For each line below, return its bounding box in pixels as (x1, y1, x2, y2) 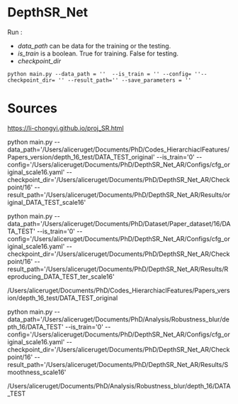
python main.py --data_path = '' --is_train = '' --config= (7, 70, 192, 78)
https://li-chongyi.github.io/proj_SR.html (7, 124, 124, 132)
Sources (7, 100, 58, 117)
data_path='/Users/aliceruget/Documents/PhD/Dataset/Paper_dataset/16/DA (7, 219, 231, 228)
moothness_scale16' (7, 368, 67, 376)
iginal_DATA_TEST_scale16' (7, 198, 86, 206)
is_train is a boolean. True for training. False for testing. (17, 49, 179, 58)
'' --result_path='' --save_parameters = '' (57, 76, 192, 84)
